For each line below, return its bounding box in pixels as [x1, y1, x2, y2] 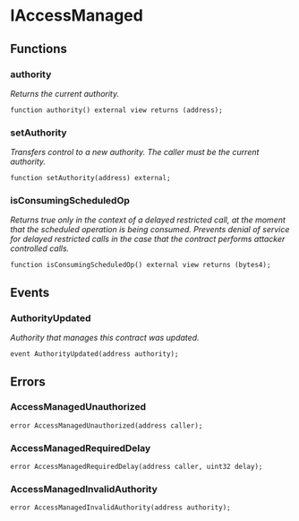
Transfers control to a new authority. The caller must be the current [10, 147, 260, 158]
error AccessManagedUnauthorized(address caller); [10, 421, 203, 430]
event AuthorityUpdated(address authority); [10, 350, 179, 359]
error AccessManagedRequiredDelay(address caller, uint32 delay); [10, 463, 263, 472]
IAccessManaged [10, 5, 144, 26]
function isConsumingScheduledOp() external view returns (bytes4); [10, 261, 271, 270]
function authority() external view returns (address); [10, 105, 223, 115]
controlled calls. [10, 243, 70, 254]
